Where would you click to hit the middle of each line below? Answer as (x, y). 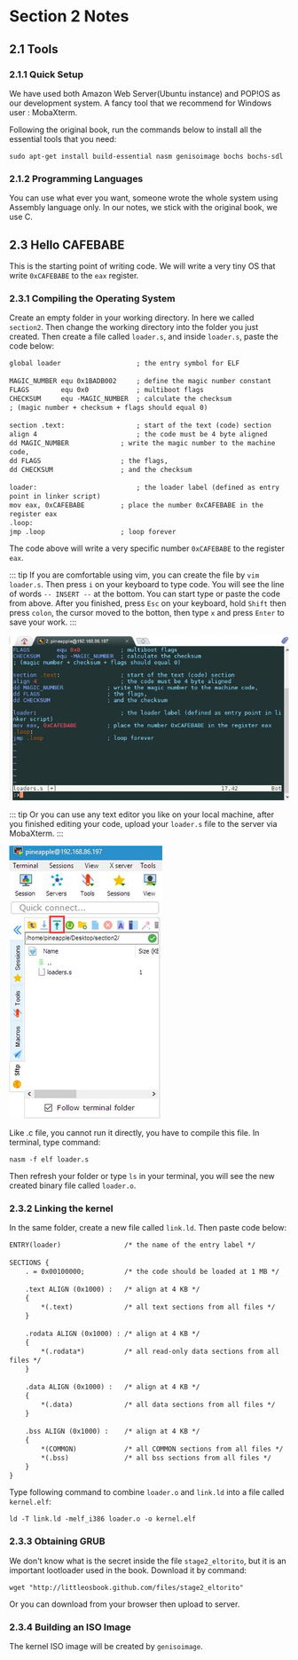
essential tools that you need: (63, 138)
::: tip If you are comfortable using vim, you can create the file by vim (134, 575)
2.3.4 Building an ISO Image (70, 1627)
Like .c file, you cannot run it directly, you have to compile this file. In (134, 1133)
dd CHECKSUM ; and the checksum (101, 470)
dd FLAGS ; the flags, (89, 461)
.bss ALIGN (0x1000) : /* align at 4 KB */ (113, 1432)
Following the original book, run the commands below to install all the (136, 130)
